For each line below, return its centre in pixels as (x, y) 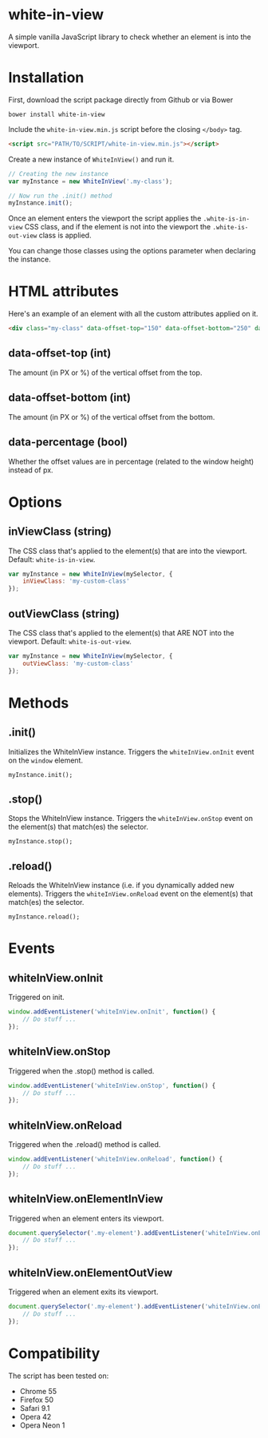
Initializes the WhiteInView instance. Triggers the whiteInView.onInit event (131, 751)
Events (32, 948)
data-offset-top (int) (60, 353)
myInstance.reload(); (44, 917)
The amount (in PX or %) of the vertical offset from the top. (105, 372)
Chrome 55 (38, 1391)
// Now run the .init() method (60, 196)
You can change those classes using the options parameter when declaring (132, 251)
